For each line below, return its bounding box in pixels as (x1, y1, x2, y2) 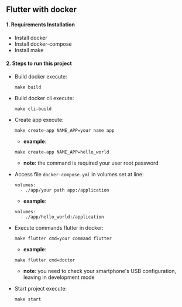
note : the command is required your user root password (23, 159, 159, 166)
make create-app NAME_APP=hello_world (14, 149, 109, 155)
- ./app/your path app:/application (20, 187, 109, 193)
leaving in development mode (23, 274, 95, 281)
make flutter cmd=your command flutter (14, 236, 112, 241)
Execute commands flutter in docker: (14, 224, 104, 231)
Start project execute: (14, 285, 67, 292)
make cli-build (14, 105, 52, 112)
